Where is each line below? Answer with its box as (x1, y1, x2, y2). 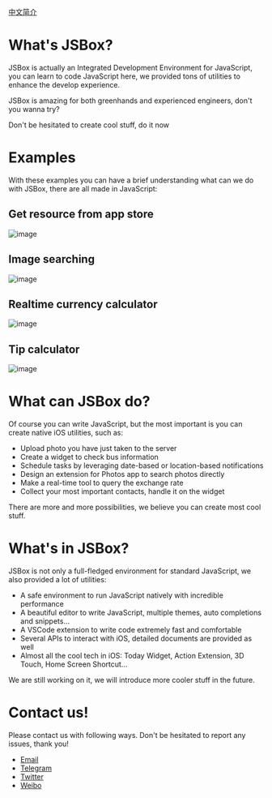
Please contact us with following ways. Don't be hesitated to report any (8, 730, 246, 740)
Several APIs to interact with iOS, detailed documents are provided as (19, 633, 253, 643)
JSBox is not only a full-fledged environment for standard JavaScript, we (8, 566, 252, 576)
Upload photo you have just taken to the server (19, 444, 177, 453)
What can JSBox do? (8, 393, 151, 411)
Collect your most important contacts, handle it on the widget (19, 487, 225, 496)
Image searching (8, 252, 96, 266)
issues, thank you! (8, 739, 69, 749)
